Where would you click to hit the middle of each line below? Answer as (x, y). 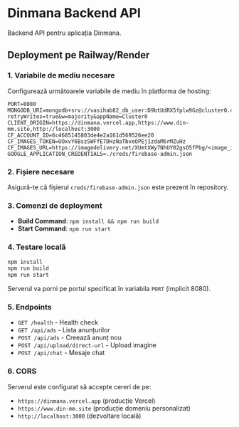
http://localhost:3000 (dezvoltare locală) (79, 416)
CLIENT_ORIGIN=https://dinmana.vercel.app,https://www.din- (99, 122)
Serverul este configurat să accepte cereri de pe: (79, 386)
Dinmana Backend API (74, 13)
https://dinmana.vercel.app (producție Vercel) (86, 401)
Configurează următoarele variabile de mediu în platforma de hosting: (109, 91)
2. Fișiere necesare (41, 172)
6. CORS (22, 371)
